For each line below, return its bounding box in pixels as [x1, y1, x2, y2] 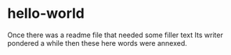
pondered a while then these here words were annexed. [7, 38, 187, 47]
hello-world [7, 5, 85, 22]
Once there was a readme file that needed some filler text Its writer [7, 30, 224, 40]
